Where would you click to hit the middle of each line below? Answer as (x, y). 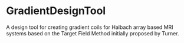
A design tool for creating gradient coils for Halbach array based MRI (90, 27)
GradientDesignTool (56, 11)
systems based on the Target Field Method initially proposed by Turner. (93, 33)
